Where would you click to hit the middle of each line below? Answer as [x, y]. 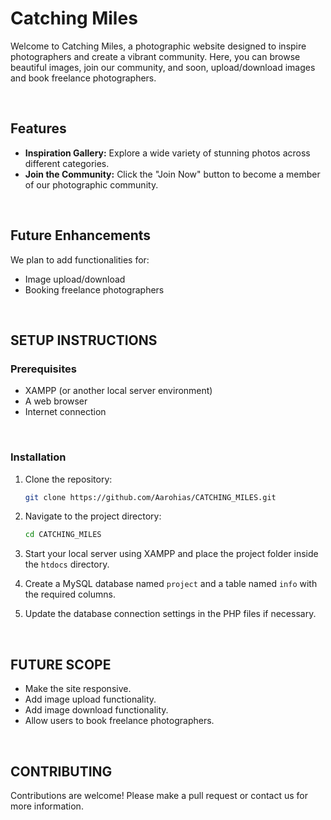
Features [38, 128]
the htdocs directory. [67, 564]
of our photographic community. [91, 184]
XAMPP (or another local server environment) [118, 391]
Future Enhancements [81, 235]
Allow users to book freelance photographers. [119, 721]
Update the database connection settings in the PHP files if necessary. [170, 614]
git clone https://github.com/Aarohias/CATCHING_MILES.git [150, 497]
